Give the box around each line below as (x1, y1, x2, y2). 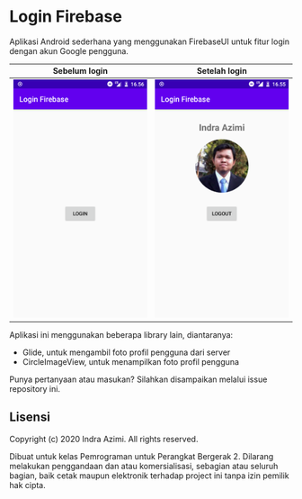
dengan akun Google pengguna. (9, 45, 129, 56)
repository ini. (9, 383, 61, 394)
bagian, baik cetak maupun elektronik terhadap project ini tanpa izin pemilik (9, 470, 289, 481)
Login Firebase (9, 6, 123, 27)
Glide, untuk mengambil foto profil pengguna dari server (22, 347, 231, 358)
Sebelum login (52, 66, 108, 77)
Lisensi (9, 410, 51, 425)
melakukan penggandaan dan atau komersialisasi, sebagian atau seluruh (9, 460, 279, 471)
